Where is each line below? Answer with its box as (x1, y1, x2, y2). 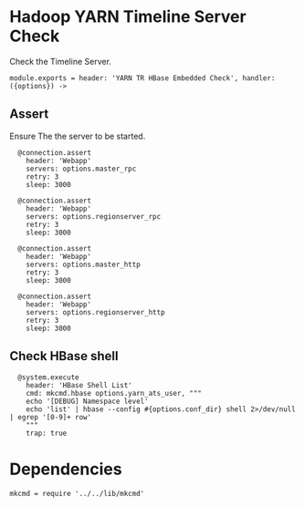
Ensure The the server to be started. (9, 130, 146, 141)
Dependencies (9, 459, 122, 480)
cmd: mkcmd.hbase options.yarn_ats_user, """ (26, 388, 203, 398)
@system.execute (17, 372, 79, 382)
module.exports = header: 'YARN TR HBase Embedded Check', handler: (9, 73, 276, 83)
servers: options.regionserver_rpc (26, 212, 162, 221)
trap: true (26, 429, 68, 438)
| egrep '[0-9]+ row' (9, 412, 92, 421)
